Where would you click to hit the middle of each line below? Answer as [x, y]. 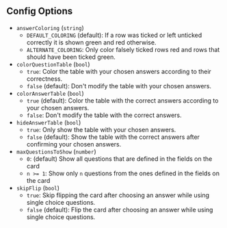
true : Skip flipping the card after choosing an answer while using [118, 195]
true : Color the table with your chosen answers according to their [119, 71]
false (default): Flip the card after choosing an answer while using [120, 210]
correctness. [44, 79]
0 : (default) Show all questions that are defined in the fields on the [119, 159]
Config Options [40, 11]
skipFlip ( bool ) [38, 188]
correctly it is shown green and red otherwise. [91, 42]
